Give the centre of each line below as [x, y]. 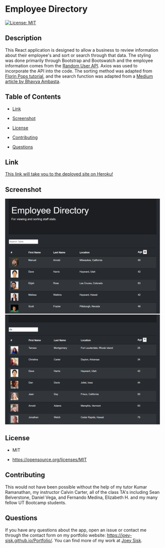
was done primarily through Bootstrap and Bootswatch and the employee [79, 61]
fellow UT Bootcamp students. [36, 502]
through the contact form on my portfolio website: [55, 535]
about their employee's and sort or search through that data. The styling [78, 55]
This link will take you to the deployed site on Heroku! [59, 174]
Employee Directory [46, 9]
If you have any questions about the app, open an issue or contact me [76, 530]
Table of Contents [33, 97]
